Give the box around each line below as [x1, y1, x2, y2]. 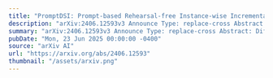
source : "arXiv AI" [8, 42, 75, 50]
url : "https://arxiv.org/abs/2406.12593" [8, 50, 151, 58]
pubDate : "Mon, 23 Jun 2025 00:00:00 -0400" [8, 34, 162, 43]
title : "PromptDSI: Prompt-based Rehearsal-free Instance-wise [8, 11, 227, 20]
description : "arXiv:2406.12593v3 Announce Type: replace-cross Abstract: [8, 19, 267, 28]
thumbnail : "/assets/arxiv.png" [8, 58, 118, 66]
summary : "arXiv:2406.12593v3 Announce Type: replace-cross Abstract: [8, 27, 253, 35]
